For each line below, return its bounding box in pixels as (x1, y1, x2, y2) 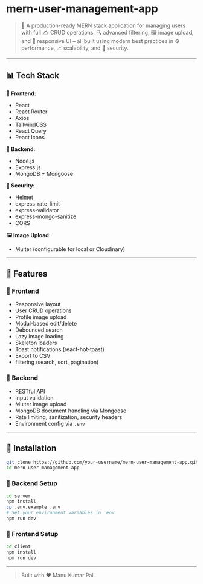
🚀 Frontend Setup (6, 529, 59, 538)
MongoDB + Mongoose (14, 170, 74, 177)
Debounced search (14, 326, 63, 334)
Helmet (14, 193, 33, 201)
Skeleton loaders (14, 339, 57, 347)
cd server (6, 493, 31, 499)
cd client (6, 543, 31, 550)
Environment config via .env (14, 420, 85, 427)
